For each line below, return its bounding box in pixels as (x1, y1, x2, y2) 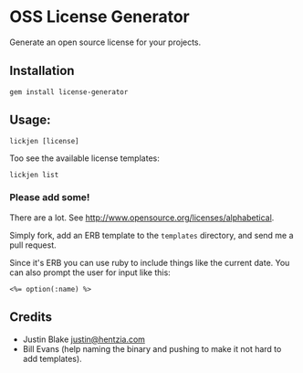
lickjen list (9, 170, 59, 179)
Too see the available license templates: (9, 153, 160, 164)
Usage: (9, 112, 52, 128)
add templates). (22, 353, 82, 364)
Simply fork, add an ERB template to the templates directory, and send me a (9, 229, 294, 240)
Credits (9, 309, 53, 325)
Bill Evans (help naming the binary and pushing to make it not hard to (22, 343, 282, 354)
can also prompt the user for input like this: (9, 267, 171, 278)
